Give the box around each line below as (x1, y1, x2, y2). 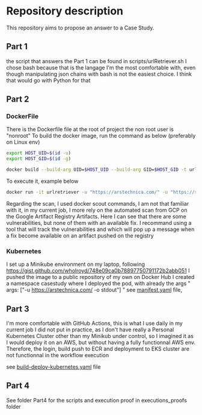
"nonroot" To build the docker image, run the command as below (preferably (6, 132, 196, 140)
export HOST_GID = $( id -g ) (6, 156, 71, 162)
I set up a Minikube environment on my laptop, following (6, 260, 145, 268)
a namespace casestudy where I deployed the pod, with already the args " (6, 280, 191, 287)
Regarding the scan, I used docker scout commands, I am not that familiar (6, 200, 189, 207)
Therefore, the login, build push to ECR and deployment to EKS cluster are (6, 345, 189, 352)
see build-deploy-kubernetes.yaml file (6, 363, 101, 370)
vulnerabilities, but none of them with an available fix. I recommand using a (6, 219, 192, 226)
